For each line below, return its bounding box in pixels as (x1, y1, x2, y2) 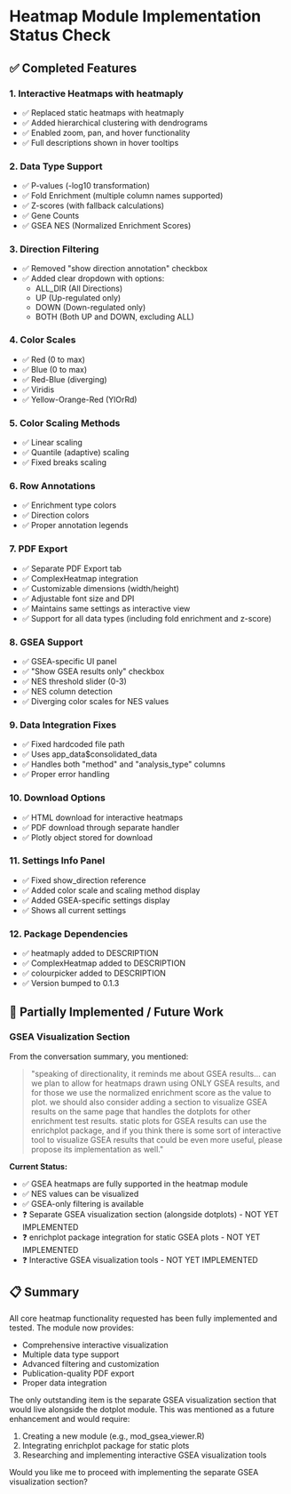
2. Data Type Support (9, 160, 104, 173)
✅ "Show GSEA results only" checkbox (21, 665, 165, 677)
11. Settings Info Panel (9, 855, 106, 867)
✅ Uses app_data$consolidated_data (21, 749, 158, 759)
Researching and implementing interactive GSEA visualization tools (21, 1450, 267, 1460)
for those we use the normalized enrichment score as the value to (30, 1087, 272, 1097)
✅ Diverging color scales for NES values (21, 695, 169, 706)
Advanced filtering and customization (21, 1358, 160, 1369)
